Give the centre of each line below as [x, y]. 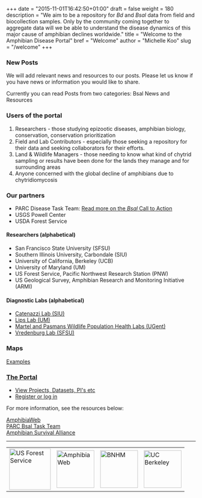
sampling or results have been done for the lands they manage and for [102, 160]
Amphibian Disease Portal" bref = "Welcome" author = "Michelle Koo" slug [99, 41]
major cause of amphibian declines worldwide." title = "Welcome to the [94, 34]
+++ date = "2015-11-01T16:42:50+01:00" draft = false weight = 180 [90, 9]
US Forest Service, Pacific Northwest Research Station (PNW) [91, 274]
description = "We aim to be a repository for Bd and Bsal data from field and [100, 15]
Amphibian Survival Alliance [41, 433]
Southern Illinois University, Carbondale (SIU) [71, 255]
